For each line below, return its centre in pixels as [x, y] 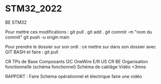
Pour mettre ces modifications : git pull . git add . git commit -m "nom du [79, 32]
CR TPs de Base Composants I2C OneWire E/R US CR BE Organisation [77, 61]
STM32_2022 [34, 9]
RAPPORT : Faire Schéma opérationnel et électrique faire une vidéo [74, 76]
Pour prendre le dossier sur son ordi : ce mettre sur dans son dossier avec [81, 46]
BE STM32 [16, 22]
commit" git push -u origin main [38, 37]
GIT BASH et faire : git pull [32, 52]
